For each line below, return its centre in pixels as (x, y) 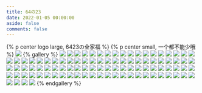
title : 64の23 (24, 12)
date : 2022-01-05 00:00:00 (40, 18)
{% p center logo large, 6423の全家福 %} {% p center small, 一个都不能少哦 (101, 47)
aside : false (23, 23)
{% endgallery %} (59, 83)
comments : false (27, 29)
